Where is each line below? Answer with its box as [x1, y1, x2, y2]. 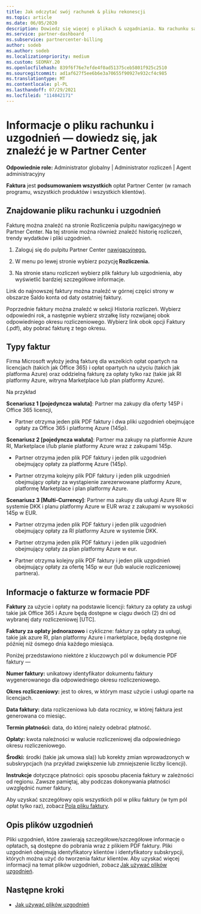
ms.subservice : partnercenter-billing [6, 37, 103, 43]
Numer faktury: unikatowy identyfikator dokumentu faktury [6, 670, 153, 677]
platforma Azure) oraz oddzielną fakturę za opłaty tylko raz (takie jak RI [6, 371, 182, 378]
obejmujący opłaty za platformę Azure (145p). [14, 461, 127, 468]
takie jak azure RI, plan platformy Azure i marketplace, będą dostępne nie [6, 634, 187, 641]
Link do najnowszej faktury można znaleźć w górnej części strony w [6, 287, 175, 294]
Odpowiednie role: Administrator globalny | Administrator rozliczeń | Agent [6, 163, 191, 171]
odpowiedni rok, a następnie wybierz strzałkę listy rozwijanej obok [6, 312, 170, 319]
